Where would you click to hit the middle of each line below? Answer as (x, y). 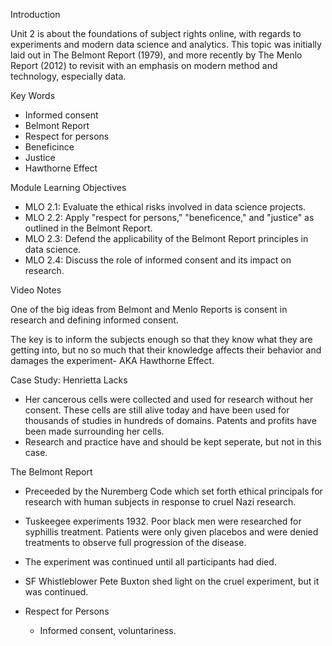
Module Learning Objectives (68, 187)
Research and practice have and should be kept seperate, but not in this (173, 442)
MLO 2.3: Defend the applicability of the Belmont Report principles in (166, 238)
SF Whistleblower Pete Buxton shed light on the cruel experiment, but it (172, 581)
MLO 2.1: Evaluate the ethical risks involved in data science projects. (165, 207)
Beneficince (49, 147)
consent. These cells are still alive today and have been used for (157, 410)
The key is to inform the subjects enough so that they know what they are (161, 339)
